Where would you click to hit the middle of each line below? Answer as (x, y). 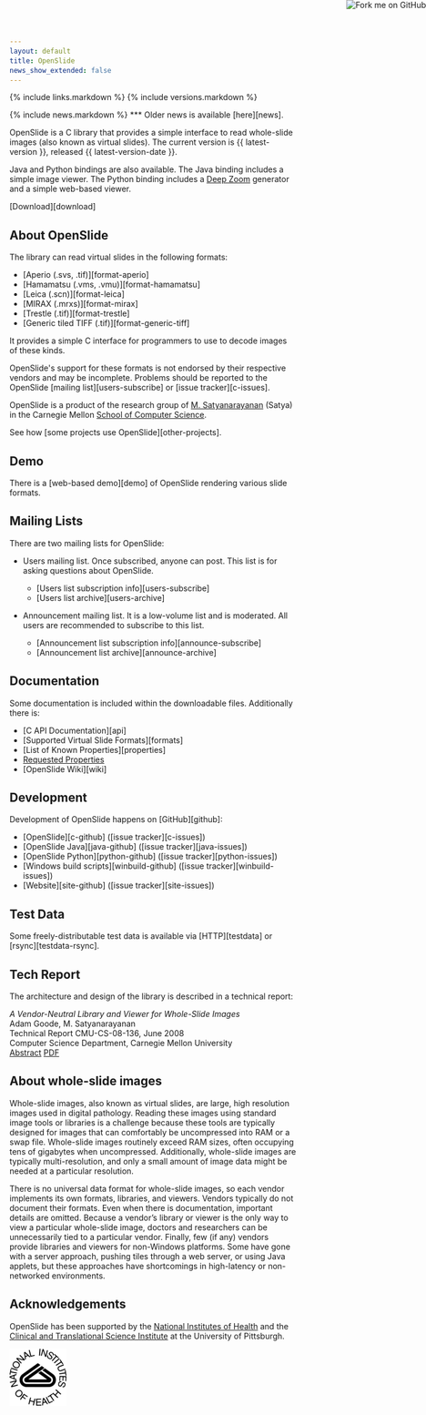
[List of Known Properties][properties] (94, 749)
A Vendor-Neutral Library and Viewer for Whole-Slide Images (125, 1014)
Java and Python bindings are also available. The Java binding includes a (147, 169)
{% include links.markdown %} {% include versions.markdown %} (133, 97)
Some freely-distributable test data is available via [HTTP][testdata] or (141, 936)
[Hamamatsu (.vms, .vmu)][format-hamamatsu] (111, 285)
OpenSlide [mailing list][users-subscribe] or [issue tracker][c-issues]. (140, 388)
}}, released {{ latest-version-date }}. (108, 152)
